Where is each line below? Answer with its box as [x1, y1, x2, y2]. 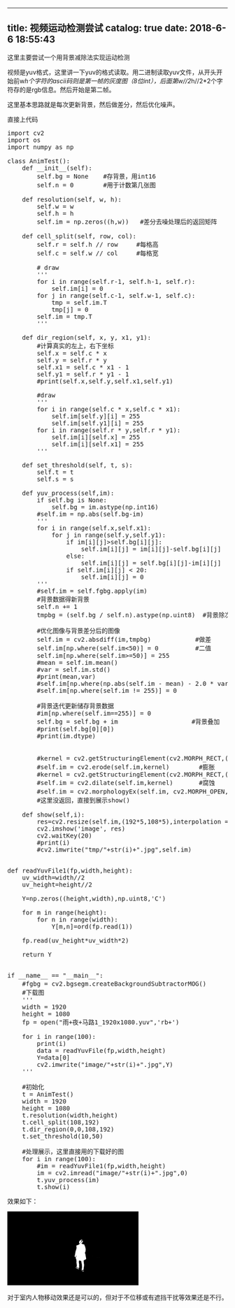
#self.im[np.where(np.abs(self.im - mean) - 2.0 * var [36, 680, 229, 687]
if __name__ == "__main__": [7, 971, 104, 979]
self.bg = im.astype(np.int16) [51, 503, 159, 511]
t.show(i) [36, 1183, 71, 1191]
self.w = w [36, 202, 74, 210]
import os [7, 136, 41, 144]
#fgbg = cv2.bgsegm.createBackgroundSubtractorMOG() [22, 979, 207, 988]
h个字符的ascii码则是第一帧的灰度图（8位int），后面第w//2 [24, 76, 192, 85]
